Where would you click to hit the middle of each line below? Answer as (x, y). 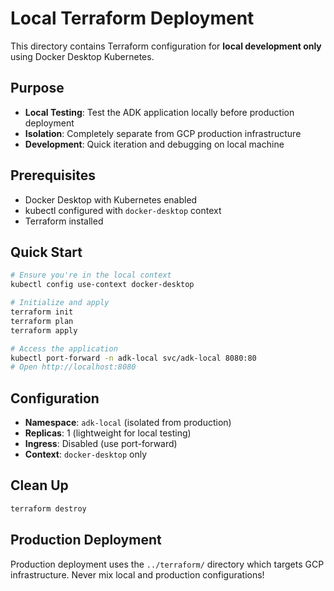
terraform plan (42, 321)
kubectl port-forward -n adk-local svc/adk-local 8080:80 (133, 358)
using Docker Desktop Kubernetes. (82, 56)
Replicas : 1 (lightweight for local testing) (108, 433)
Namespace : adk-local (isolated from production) (128, 423)
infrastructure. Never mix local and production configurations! (137, 574)
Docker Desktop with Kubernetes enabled (111, 199)
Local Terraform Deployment (132, 18)
